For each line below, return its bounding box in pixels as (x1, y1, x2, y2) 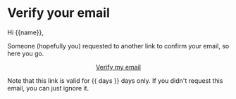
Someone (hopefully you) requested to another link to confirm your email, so (7, 41, 230, 50)
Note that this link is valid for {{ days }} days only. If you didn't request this (7, 76, 223, 85)
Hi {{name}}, (7, 28, 44, 37)
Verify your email (7, 5, 111, 21)
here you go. (7, 49, 44, 58)
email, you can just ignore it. (7, 84, 89, 92)
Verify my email (96, 62, 141, 71)
